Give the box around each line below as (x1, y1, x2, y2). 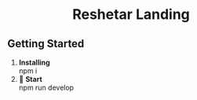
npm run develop (18, 83, 75, 92)
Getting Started (7, 37, 85, 50)
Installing (18, 57, 50, 67)
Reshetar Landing (72, 6, 190, 24)
